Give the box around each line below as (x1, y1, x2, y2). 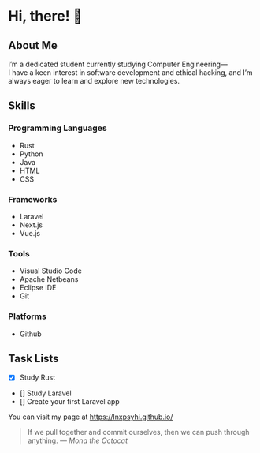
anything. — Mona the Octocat (27, 436, 128, 445)
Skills (8, 99, 35, 113)
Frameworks (8, 193, 58, 204)
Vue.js (19, 228, 41, 238)
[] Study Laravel (19, 388, 72, 398)
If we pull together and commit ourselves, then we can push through (27, 428, 250, 437)
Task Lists (8, 351, 59, 365)
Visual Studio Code (19, 266, 83, 275)
